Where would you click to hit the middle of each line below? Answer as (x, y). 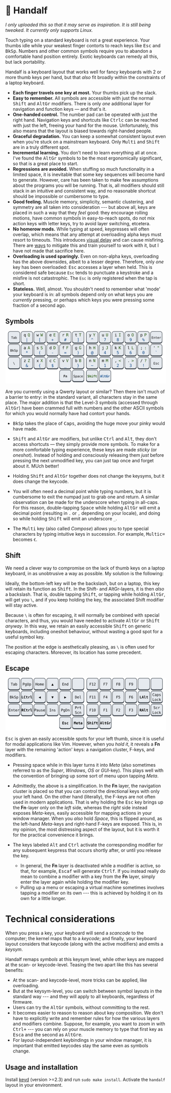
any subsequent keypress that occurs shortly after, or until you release (87, 850)
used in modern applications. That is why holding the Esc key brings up (88, 802)
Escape (17, 668)
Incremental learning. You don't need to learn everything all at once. (85, 152)
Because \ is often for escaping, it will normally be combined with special (82, 615)
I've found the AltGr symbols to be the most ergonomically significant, (88, 158)
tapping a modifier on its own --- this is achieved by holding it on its (92, 893)
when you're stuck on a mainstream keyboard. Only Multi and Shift (86, 142)
